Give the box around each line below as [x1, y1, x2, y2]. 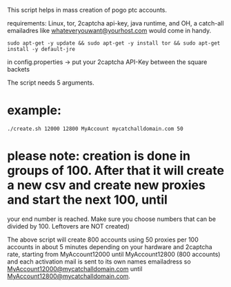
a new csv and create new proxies [7, 178, 205, 193]
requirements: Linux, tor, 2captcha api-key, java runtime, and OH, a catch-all [7, 19, 224, 27]
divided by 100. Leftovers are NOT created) [7, 222, 130, 230]
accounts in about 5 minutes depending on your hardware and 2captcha [7, 242, 212, 251]
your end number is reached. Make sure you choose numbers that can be [7, 215, 216, 223]
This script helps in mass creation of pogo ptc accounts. [7, 6, 168, 14]
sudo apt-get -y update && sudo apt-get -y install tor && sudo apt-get [7, 40, 221, 47]
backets [7, 65, 30, 73]
